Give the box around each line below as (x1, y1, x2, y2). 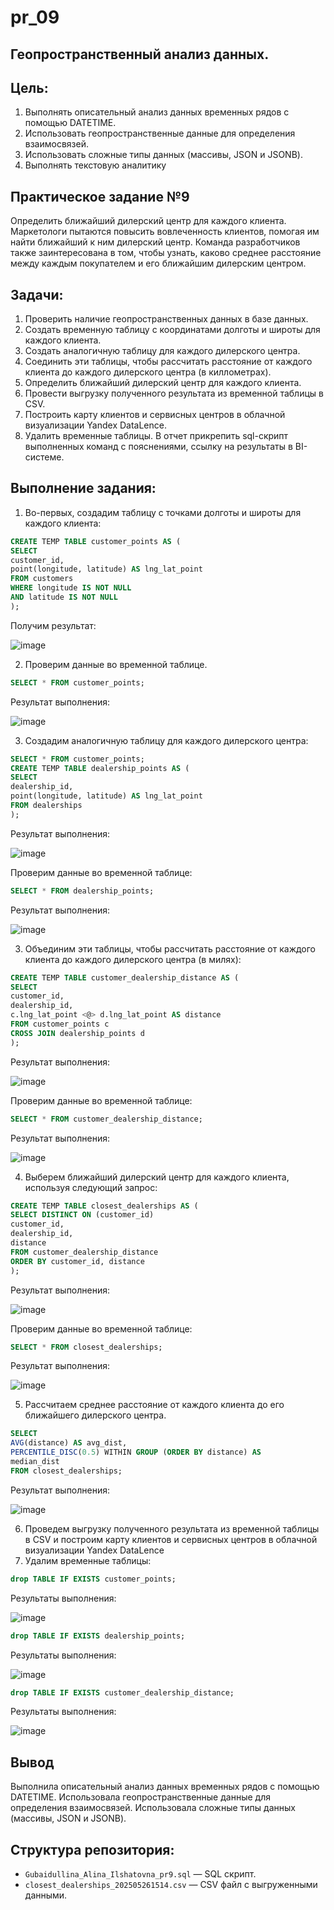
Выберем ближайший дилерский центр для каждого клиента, (24, 1171, 290, 1183)
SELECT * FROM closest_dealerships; (10, 1342, 163, 1352)
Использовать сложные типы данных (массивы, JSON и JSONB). (24, 149, 303, 161)
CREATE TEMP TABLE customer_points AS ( (10, 536, 182, 546)
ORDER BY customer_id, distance (10, 1256, 145, 1266)
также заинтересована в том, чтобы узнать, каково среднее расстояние (10, 247, 322, 259)
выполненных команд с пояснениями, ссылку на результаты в (24, 441, 293, 453)
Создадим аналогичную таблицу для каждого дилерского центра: (24, 734, 309, 746)
